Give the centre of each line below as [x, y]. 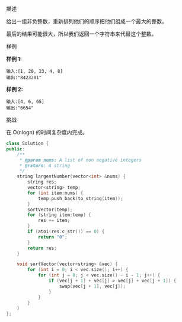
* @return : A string [44, 165]
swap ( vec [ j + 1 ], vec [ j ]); [92, 286]
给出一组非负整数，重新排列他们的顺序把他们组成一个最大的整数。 [87, 21]
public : [16, 149]
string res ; [42, 182]
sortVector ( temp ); [50, 210]
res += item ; [54, 221]
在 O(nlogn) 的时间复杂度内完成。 [47, 132]
